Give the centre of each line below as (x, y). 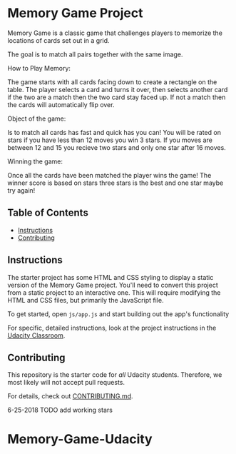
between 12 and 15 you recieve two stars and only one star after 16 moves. (117, 147)
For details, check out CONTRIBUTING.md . (70, 396)
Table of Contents (48, 213)
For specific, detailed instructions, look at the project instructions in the (112, 328)
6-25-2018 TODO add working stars (60, 410)
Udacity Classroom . (36, 335)
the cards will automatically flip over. (61, 104)
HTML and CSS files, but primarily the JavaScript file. (86, 300)
